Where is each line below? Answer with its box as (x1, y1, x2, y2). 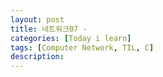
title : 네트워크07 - (10, 24, 88, 34)
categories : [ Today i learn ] (10, 33, 132, 43)
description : (10, 52, 65, 62)
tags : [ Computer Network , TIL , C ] (10, 42, 155, 53)
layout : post (10, 14, 65, 25)
